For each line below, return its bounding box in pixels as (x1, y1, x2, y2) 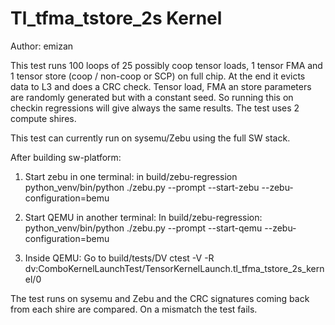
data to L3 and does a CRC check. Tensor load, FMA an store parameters (10, 80, 312, 92)
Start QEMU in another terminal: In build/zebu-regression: (24, 211, 263, 223)
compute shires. (10, 112, 77, 124)
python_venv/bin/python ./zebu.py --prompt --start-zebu (24, 181, 260, 193)
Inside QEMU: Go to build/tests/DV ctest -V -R (24, 252, 215, 264)
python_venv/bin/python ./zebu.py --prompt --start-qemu (24, 222, 263, 234)
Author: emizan (10, 40, 74, 52)
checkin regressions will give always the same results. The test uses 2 (10, 102, 300, 114)
